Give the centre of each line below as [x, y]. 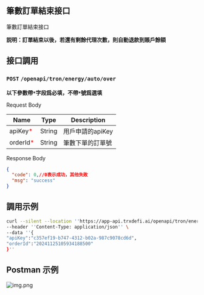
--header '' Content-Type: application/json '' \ [68, 227]
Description [88, 119]
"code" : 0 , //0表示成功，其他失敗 [50, 175]
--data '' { [20, 233]
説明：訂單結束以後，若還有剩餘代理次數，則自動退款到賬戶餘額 [86, 40]
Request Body [24, 105]
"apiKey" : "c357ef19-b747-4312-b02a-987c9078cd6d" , [72, 238]
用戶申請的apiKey [88, 131]
